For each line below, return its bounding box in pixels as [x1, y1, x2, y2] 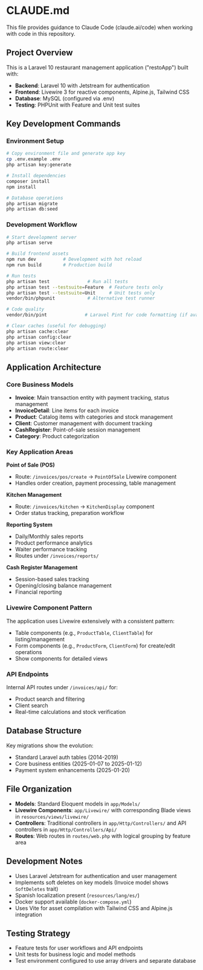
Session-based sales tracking [14, 575, 89, 583]
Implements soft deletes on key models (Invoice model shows [14, 879, 169, 886]
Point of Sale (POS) [6, 461, 56, 469]
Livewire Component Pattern [6, 603, 92, 612]
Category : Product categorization [14, 433, 100, 440]
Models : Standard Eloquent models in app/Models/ [14, 800, 141, 807]
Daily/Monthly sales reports [14, 533, 83, 540]
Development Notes [6, 856, 83, 867]
